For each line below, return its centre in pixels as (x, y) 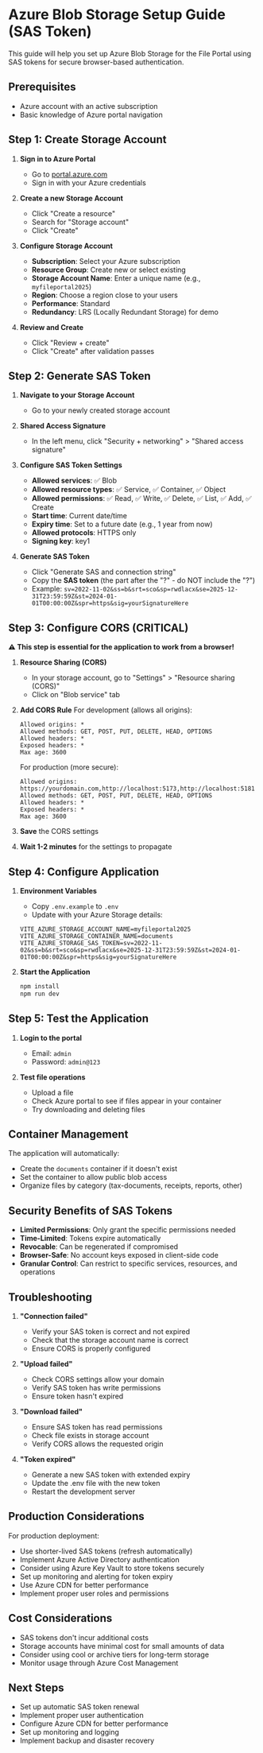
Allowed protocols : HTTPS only (84, 533)
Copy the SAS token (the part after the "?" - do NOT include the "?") (143, 580)
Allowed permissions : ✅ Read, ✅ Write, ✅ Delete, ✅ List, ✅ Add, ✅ (141, 498)
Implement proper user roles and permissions (94, 1593)
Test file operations (52, 1077)
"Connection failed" (54, 1316)
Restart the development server (83, 1491)
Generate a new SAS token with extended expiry (111, 1475)
